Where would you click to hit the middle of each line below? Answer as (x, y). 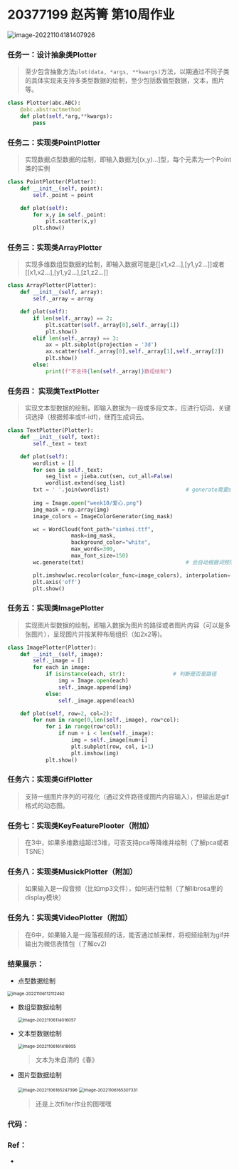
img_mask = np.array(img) (71, 510)
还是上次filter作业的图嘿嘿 (73, 1104)
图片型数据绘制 (39, 1075)
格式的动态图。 (47, 805)
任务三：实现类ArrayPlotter (55, 248)
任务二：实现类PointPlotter (54, 142)
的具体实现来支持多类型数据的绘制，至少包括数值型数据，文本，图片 (124, 81)
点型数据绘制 (36, 981)
